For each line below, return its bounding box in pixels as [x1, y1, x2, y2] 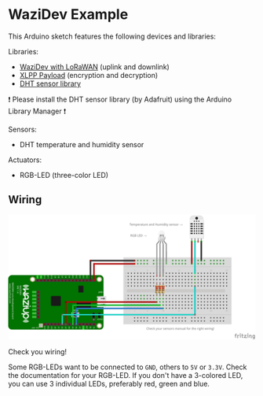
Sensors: [8, 124, 37, 134]
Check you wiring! [8, 346, 68, 356]
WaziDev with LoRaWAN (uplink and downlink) [19, 61, 170, 72]
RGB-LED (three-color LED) [19, 170, 108, 179]
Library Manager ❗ [8, 106, 67, 116]
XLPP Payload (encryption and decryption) [19, 70, 159, 80]
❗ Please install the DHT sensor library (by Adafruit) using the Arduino [8, 94, 232, 104]
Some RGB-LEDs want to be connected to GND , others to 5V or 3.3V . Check [8, 362, 247, 372]
